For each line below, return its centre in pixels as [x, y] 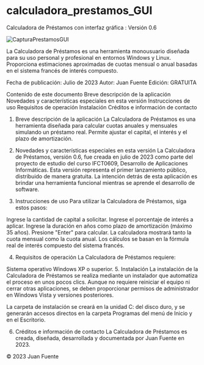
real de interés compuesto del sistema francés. [65, 245]
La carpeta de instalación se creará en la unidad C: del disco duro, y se [96, 306]
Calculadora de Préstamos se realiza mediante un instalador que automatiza [102, 275]
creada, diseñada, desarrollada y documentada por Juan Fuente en [100, 338]
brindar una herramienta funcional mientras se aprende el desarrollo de [105, 182]
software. [27, 189]
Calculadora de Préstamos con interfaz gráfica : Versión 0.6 [82, 27]
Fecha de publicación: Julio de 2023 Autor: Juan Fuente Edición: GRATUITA [101, 82]
